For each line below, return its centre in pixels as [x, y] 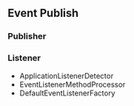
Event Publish [43, 13]
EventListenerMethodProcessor [72, 84]
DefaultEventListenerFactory [67, 93]
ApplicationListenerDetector [67, 75]
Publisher [27, 36]
